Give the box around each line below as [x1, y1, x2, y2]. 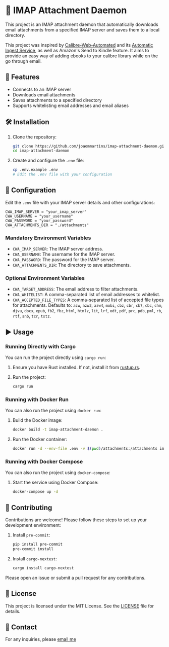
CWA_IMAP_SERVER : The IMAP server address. [12, 246, 103, 252]
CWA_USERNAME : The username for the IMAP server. [12, 251, 116, 258]
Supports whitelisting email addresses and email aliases [12, 102, 129, 109]
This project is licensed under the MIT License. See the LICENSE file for [5, 603, 154, 609]
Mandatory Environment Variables [5, 234, 91, 241]
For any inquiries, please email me [5, 636, 77, 642]
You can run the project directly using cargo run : [5, 354, 106, 361]
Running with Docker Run [5, 396, 69, 403]
